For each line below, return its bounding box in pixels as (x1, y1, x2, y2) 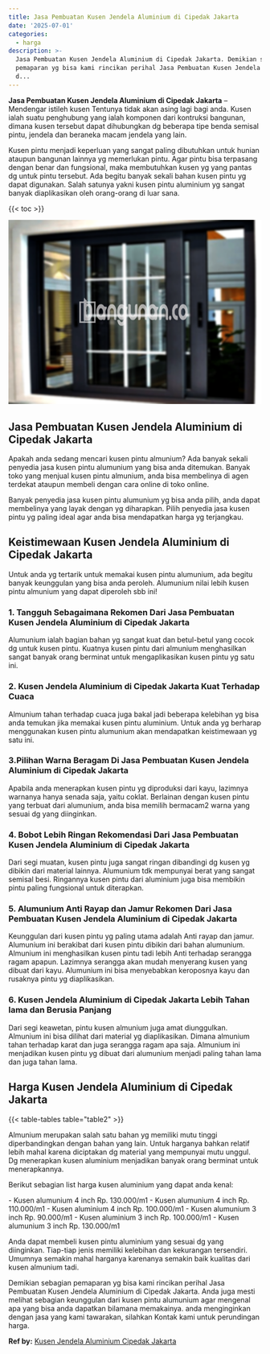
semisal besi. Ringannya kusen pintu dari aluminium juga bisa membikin (8, 874, 245, 885)
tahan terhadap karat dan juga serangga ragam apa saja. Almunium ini (8, 1039, 241, 1050)
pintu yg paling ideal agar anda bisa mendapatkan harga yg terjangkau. (8, 512, 243, 522)
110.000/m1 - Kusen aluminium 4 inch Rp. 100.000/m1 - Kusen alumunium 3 (8, 1203, 257, 1213)
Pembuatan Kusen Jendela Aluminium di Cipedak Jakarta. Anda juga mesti (8, 1286, 256, 1296)
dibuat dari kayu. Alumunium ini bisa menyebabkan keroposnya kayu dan (8, 966, 251, 976)
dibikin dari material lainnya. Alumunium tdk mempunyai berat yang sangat (8, 866, 256, 876)
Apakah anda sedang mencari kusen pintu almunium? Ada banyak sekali (8, 454, 248, 464)
